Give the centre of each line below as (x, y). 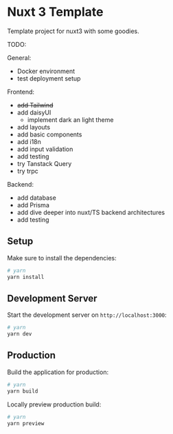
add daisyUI (34, 112)
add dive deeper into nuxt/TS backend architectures (91, 212)
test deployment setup (49, 78)
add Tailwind (35, 105)
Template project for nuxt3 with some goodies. (73, 31)
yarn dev (20, 334)
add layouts (33, 127)
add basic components (49, 134)
